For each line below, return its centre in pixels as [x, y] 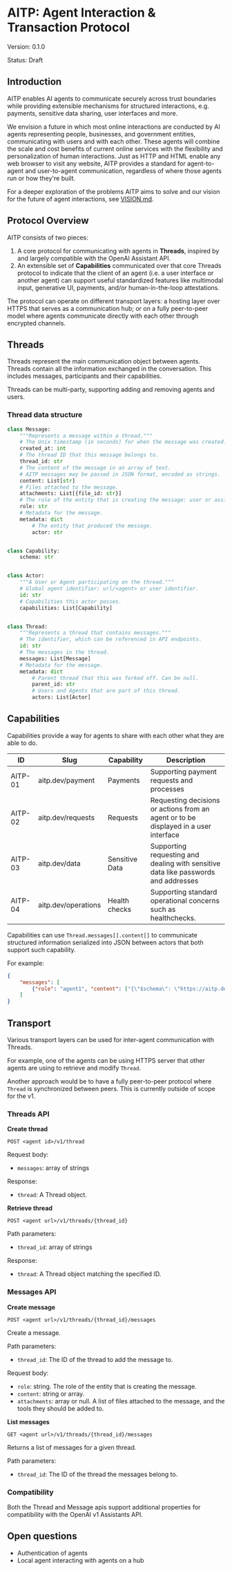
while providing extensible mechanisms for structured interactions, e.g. [108, 106]
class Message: [29, 429]
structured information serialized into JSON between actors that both [105, 942]
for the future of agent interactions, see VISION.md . [80, 199]
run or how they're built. [41, 178]
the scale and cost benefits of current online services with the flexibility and [115, 149]
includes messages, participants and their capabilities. [85, 376]
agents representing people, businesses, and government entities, [101, 134]
